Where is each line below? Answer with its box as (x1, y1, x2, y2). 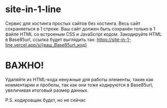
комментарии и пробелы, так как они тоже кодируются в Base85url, (5, 82, 153, 88)
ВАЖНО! (5, 60, 44, 71)
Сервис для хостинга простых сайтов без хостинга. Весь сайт (5, 20, 141, 26)
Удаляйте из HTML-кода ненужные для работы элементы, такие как (5, 76, 154, 82)
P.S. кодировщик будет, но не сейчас (5, 97, 86, 103)
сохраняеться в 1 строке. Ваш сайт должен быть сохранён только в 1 (5, 25, 156, 31)
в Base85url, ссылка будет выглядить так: (5, 37, 96, 43)
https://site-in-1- (96, 37, 131, 43)
